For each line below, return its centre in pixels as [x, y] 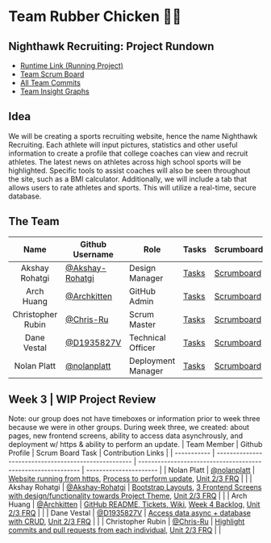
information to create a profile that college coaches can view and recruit [128, 153]
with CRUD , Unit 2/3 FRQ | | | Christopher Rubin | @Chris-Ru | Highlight [127, 522]
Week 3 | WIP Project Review [82, 400]
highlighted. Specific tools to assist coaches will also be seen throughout [129, 170]
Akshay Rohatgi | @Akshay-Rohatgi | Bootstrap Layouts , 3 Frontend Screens [135, 487]
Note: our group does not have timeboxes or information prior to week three [134, 419]
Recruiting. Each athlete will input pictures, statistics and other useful [123, 144]
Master [142, 324]
